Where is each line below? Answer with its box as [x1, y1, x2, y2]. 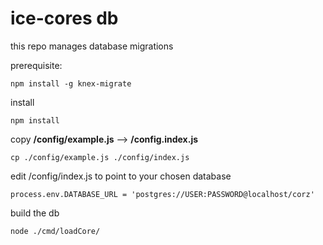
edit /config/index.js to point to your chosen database [10, 170, 232, 182]
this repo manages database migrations [10, 40, 174, 52]
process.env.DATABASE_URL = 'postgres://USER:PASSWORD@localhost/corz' [10, 189, 315, 199]
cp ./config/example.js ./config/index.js [10, 152, 190, 162]
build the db [10, 207, 60, 219]
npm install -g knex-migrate [10, 78, 132, 89]
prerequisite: [10, 59, 63, 71]
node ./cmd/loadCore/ [10, 226, 101, 236]
